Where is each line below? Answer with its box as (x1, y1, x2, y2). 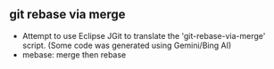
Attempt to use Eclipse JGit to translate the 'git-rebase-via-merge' (21, 30, 266, 41)
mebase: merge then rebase (21, 49, 127, 60)
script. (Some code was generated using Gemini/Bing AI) (21, 40, 232, 50)
